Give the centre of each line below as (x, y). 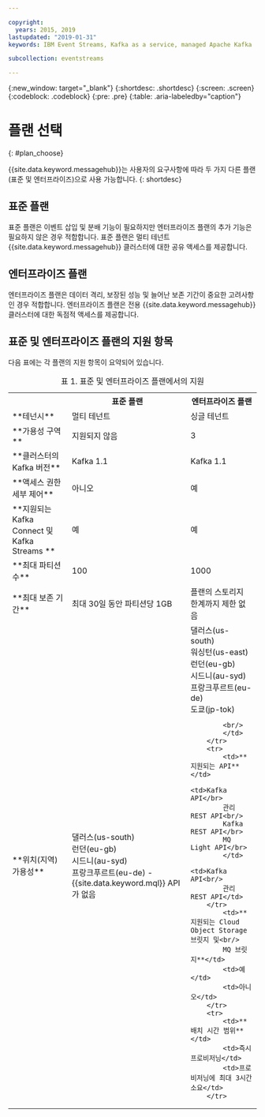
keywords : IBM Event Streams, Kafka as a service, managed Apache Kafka (130, 44)
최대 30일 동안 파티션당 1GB (122, 603)
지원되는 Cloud (215, 922)
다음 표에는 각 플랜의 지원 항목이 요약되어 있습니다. (86, 362)
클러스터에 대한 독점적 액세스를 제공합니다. (74, 314)
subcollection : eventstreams (56, 59)
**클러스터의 (35, 455)
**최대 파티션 (37, 565)
